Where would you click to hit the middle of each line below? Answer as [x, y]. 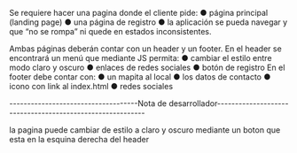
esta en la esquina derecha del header [79, 139]
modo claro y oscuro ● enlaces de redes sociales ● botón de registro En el [147, 67]
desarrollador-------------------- [228, 103]
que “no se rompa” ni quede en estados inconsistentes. [110, 31]
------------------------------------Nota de [88, 103]
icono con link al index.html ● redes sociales [91, 86]
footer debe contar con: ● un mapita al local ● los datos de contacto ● [140, 77]
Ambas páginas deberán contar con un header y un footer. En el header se [145, 49]
